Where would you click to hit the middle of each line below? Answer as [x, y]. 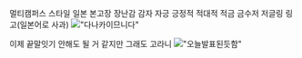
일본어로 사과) [45, 24]
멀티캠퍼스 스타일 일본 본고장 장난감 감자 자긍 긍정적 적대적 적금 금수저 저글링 [146, 13]
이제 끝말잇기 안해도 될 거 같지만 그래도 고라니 [91, 44]
